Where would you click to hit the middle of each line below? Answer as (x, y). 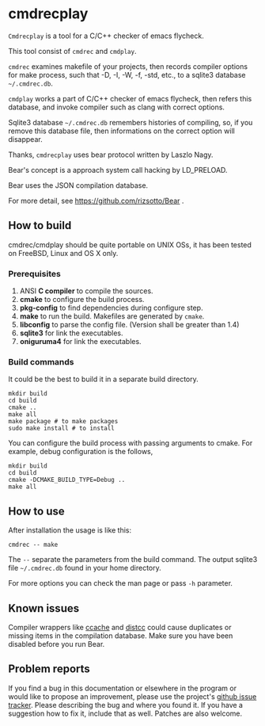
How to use (36, 511)
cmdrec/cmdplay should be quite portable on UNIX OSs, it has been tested (130, 245)
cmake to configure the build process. (82, 300)
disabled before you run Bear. (57, 644)
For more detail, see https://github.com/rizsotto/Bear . (96, 201)
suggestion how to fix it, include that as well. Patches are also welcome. (125, 713)
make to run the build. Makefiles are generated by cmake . (112, 316)
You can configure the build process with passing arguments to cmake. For (131, 443)
